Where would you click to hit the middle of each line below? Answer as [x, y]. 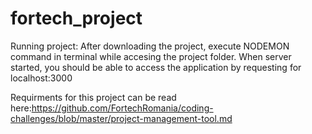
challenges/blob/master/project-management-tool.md [121, 118]
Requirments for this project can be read [93, 97]
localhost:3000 [41, 78]
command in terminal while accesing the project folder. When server [151, 56]
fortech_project [76, 18]
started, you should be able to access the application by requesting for [156, 67]
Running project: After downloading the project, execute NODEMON [150, 46]
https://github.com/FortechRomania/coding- [122, 108]
